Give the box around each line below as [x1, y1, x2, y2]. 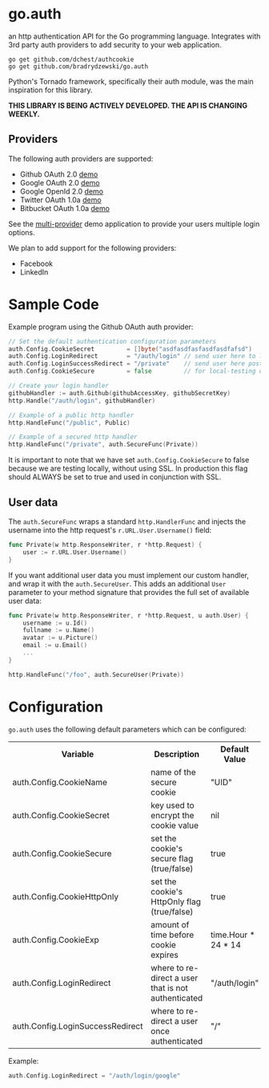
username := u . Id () [22, 619, 88, 627]
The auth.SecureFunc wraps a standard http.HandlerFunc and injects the [8, 517, 247, 526]
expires [151, 949, 179, 960]
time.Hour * [211, 929, 255, 940]
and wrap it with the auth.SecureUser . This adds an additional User [8, 579, 227, 589]
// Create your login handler [8, 382, 110, 390]
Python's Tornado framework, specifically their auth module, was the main [8, 76, 254, 86]
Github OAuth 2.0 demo [19, 169, 98, 179]
